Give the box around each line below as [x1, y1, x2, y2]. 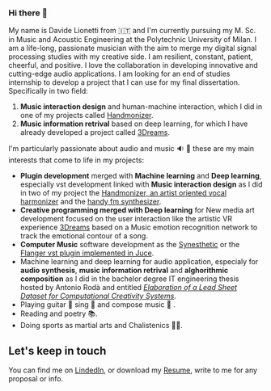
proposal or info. [8, 374, 64, 384]
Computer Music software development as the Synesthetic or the [19, 240, 240, 250]
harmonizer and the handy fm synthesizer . [19, 197, 162, 207]
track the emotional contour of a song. [19, 231, 148, 241]
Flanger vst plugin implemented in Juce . [19, 248, 155, 258]
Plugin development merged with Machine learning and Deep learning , [19, 171, 262, 181]
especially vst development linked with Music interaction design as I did [19, 179, 263, 189]
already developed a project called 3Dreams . [19, 128, 170, 137]
